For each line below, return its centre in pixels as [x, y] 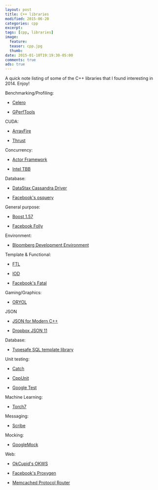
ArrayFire [22, 131]
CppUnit [21, 378]
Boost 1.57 [23, 217]
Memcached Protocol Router [41, 483]
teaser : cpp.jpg [26, 46]
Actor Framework [30, 159]
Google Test [24, 387]
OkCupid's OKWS [30, 464]
